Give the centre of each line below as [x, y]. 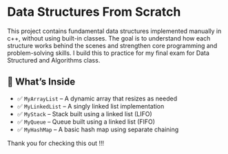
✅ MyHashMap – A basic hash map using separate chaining [98, 129]
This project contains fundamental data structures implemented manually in [114, 31]
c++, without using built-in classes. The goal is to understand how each [109, 38]
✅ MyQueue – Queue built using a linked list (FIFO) [86, 122]
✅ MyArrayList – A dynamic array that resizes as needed [97, 98]
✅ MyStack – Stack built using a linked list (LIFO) [85, 113]
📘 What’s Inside [41, 82]
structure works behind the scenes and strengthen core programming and [112, 45]
